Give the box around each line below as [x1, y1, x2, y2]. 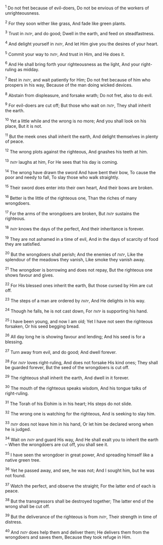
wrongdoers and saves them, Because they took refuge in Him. [5, 534, 132, 540]
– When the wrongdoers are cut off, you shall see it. [5, 442, 109, 448]
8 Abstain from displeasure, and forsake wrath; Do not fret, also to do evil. [5, 91, 153, 98]
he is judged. [5, 426, 31, 432]
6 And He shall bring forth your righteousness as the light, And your [5, 60, 140, 67]
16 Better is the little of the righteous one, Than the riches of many [5, 194, 137, 201]
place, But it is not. [5, 123, 42, 129]
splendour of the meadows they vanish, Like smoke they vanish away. [5, 257, 145, 263]
